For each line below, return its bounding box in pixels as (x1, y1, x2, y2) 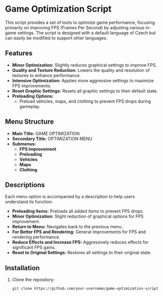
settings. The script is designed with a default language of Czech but (17, 30, 156, 36)
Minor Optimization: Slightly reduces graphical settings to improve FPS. (12, 62, 157, 68)
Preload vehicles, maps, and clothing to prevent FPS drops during (19, 98, 151, 104)
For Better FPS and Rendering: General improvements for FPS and (12, 229, 146, 235)
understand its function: (5, 199, 53, 205)
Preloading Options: (12, 93, 54, 99)
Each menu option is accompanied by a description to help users (5, 194, 135, 200)
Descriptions (5, 181, 45, 189)
